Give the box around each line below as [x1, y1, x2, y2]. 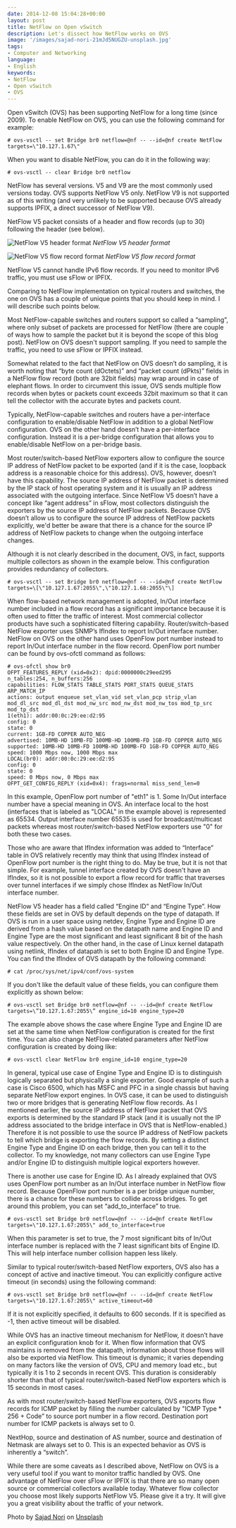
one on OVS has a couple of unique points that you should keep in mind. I [7, 294, 221, 303]
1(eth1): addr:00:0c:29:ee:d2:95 [7, 712, 106, 719]
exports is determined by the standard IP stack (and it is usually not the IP [7, 1114, 221, 1122]
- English [7, 63, 37, 70]
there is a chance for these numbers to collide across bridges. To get [7, 1195, 208, 1203]
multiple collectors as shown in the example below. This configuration [7, 557, 210, 566]
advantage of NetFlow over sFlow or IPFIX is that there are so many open [7, 1477, 220, 1485]
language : [7, 56, 37, 63]
